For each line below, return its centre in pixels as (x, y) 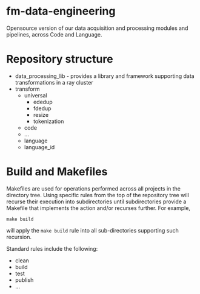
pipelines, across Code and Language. (54, 34)
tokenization (48, 121)
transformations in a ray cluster (54, 82)
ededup (43, 102)
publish (24, 280)
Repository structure (60, 59)
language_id (39, 147)
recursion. (19, 237)
